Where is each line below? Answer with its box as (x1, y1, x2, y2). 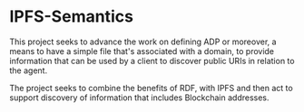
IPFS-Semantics (9, 6, 134, 27)
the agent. (9, 65, 48, 76)
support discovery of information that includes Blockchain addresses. (9, 92, 270, 103)
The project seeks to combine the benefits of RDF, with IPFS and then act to (9, 82, 293, 93)
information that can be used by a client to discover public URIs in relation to (9, 55, 295, 66)
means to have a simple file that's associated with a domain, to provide (9, 45, 275, 56)
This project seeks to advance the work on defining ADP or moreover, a (9, 36, 277, 47)
